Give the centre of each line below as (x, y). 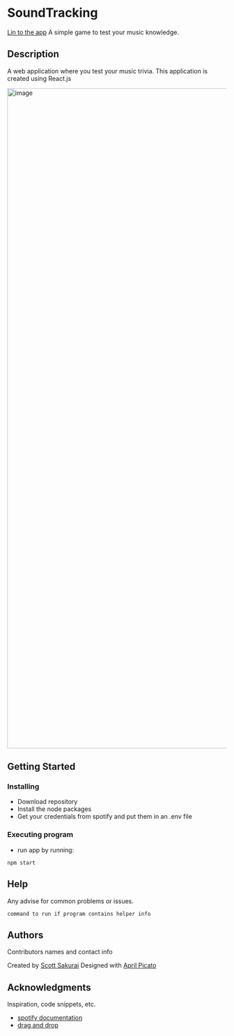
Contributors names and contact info (60, 952)
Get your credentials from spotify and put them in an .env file (105, 817)
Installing (23, 787)
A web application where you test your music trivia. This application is (107, 71)
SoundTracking (53, 13)
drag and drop (38, 1026)
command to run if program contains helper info (79, 914)
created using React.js (39, 78)
